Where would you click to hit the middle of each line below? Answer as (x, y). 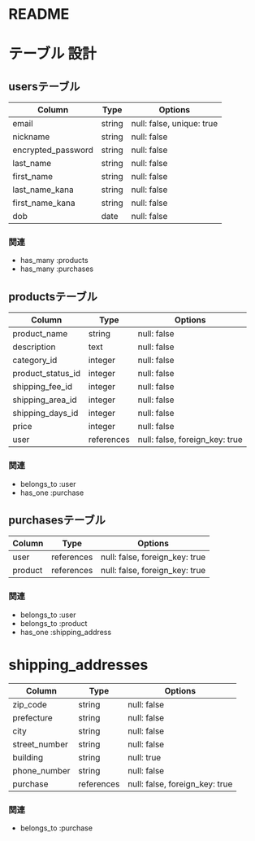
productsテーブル (53, 297)
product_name (40, 334)
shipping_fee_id (43, 387)
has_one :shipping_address (66, 632)
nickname (31, 137)
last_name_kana (43, 190)
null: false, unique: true (174, 124)
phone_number (41, 770)
